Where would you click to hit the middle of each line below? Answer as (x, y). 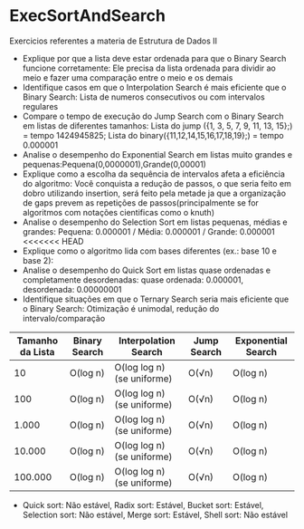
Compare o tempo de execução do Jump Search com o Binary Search (153, 116)
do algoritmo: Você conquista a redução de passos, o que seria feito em (157, 183)
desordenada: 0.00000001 (72, 289)
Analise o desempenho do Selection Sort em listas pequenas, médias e (155, 222)
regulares (40, 106)
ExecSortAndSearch (87, 16)
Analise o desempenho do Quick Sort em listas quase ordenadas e (147, 270)
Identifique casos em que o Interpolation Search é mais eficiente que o (154, 87)
